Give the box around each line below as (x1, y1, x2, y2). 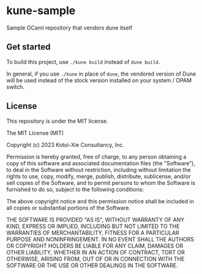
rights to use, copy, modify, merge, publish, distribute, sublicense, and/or (6, 173, 191, 180)
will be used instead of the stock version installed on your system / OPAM (6, 76, 192, 84)
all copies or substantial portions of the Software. (6, 204, 130, 211)
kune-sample (6, 4, 76, 18)
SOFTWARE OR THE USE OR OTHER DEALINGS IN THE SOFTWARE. (6, 262, 178, 269)
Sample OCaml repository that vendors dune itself (6, 24, 133, 31)
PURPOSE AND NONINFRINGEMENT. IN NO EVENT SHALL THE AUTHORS (6, 235, 195, 243)
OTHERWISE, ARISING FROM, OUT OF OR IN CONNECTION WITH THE (6, 255, 185, 262)
